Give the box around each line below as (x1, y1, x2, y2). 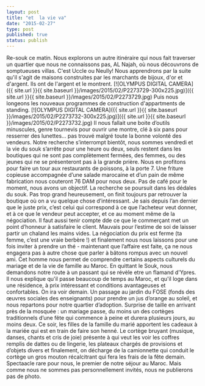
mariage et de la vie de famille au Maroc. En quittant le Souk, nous (6, 262, 173, 269)
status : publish (6, 37, 48, 43)
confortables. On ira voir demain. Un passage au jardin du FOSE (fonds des (6, 288, 195, 295)
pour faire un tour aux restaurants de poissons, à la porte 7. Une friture (6, 165, 184, 172)
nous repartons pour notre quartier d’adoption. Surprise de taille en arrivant (6, 301, 196, 308)
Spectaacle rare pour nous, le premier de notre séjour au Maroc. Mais (6, 360, 182, 367)
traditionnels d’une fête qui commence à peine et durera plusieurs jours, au (6, 314, 195, 321)
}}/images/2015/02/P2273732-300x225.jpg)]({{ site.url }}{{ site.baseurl (6, 113, 186, 120)
